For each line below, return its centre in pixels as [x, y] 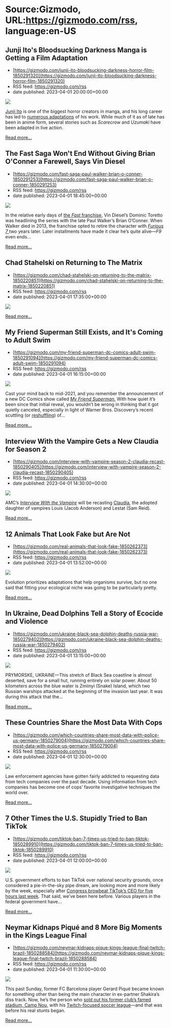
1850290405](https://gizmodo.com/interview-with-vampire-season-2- [87, 467]
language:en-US [41, 31]
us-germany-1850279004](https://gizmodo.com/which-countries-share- [89, 740]
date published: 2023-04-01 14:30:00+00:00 [60, 483]
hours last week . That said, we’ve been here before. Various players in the [83, 896]
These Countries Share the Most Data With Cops [84, 723]
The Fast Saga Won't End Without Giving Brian [80, 153]
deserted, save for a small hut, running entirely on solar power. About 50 [81, 680]
